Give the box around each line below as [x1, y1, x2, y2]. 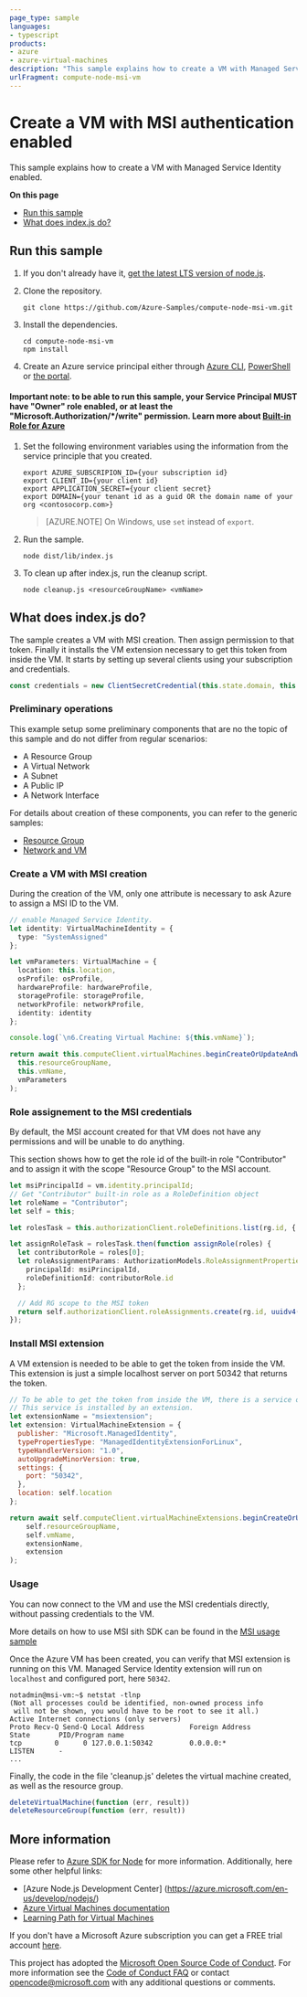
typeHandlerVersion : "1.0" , [17, 1446, 125, 1455]
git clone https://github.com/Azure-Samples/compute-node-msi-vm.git [22, 303, 294, 312]
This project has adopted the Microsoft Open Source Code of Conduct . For [9, 1958, 291, 1969]
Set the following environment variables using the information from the [22, 441, 289, 451]
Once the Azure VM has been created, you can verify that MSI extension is [9, 1653, 291, 1664]
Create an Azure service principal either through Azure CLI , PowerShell [22, 360, 291, 371]
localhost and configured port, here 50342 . [9, 1673, 171, 1684]
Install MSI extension [9, 1337, 105, 1350]
